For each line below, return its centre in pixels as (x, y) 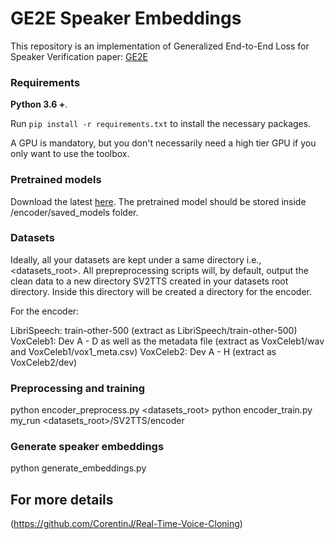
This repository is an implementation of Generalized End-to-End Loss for (160, 46)
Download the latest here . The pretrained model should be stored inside (158, 201)
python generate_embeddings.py (78, 468)
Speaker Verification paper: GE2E (79, 56)
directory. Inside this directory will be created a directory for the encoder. (161, 291)
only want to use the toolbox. (70, 154)
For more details (62, 499)
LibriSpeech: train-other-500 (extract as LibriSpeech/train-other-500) (154, 330)
